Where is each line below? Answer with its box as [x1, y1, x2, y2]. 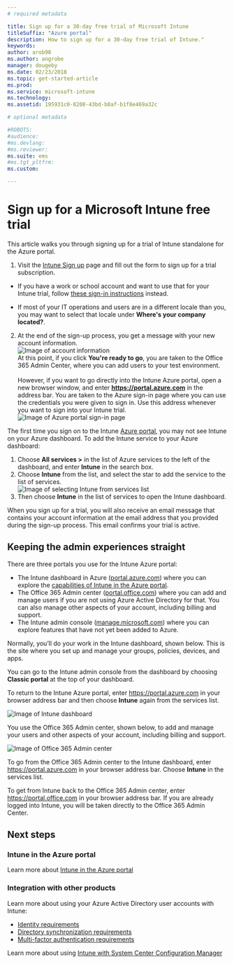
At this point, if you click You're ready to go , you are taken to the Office [17, 353, 224, 361]
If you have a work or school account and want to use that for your [17, 282, 210, 290]
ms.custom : [7, 165, 39, 172]
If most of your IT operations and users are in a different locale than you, [17, 303, 226, 311]
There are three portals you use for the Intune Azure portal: [7, 560, 178, 568]
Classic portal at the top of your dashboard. [7, 675, 135, 683]
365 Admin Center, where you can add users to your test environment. [17, 361, 221, 369]
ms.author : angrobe [7, 55, 64, 63]
